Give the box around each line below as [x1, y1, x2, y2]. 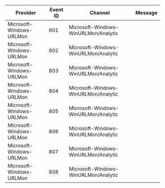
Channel [89, 9, 110, 16]
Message [135, 9, 158, 16]
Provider [15, 9, 36, 16]
